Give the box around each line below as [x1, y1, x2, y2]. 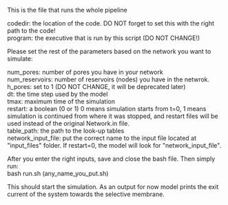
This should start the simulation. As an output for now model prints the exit [7, 183, 219, 191]
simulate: [7, 55, 33, 63]
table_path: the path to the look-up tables [7, 127, 125, 135]
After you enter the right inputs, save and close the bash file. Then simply [7, 155, 216, 163]
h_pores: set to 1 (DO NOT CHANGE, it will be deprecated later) [7, 83, 186, 90]
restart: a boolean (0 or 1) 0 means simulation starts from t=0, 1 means [7, 105, 207, 113]
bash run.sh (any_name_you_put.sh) [7, 169, 109, 177]
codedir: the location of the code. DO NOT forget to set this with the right [7, 19, 215, 27]
